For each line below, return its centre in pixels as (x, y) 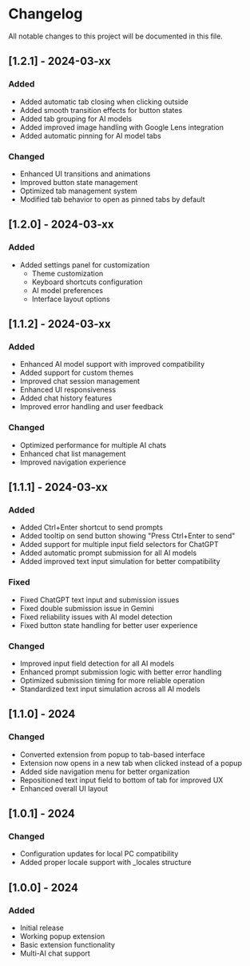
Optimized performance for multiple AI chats (93, 445)
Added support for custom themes (77, 372)
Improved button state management (79, 182)
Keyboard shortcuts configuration (87, 282)
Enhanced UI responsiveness (68, 390)
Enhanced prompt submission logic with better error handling (121, 672)
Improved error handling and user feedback (91, 407)
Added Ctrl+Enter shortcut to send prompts (91, 527)
